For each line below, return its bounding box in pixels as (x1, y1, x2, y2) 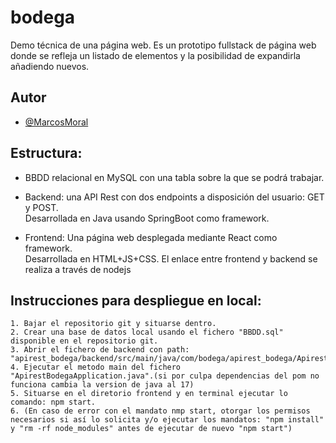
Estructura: (10, 145, 83, 162)
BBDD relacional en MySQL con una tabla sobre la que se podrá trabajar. (24, 171, 325, 183)
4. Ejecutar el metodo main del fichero (10, 362, 182, 373)
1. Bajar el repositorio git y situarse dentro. (10, 319, 217, 329)
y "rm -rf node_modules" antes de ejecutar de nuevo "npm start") (10, 424, 293, 434)
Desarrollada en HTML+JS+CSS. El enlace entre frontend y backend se (24, 252, 318, 265)
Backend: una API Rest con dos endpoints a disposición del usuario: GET (24, 191, 325, 203)
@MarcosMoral (24, 116, 89, 128)
